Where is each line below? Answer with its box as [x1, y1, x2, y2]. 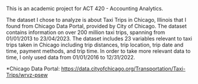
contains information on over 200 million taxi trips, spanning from [6, 29, 165, 36]
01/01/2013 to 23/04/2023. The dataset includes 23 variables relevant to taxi [6, 35, 192, 42]
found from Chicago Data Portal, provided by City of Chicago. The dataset [6, 23, 187, 29]
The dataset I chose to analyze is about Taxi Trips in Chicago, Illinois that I [6, 16, 186, 23]
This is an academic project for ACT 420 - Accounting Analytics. [6, 5, 164, 12]
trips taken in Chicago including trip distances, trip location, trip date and [6, 41, 184, 48]
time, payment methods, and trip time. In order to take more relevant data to [6, 48, 191, 55]
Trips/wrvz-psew [6, 72, 48, 78]
